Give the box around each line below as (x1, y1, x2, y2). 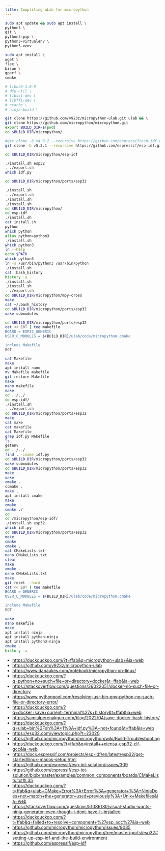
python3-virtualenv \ (5, 39, 50, 44)
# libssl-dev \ (5, 93, 36, 98)
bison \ (5, 66, 21, 71)
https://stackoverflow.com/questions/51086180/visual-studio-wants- (12, 803, 152, 809)
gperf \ (5, 71, 21, 76)
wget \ (5, 57, 19, 62)
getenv (5, 443, 19, 448)
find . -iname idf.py (5, 452, 50, 457)
